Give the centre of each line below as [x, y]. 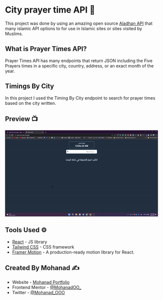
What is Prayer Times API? [46, 49]
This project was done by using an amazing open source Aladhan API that [79, 23]
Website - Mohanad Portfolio [41, 282]
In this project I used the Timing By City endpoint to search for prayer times [80, 98]
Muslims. [14, 33]
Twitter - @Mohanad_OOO [38, 292]
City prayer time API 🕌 [50, 10]
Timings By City [30, 86]
